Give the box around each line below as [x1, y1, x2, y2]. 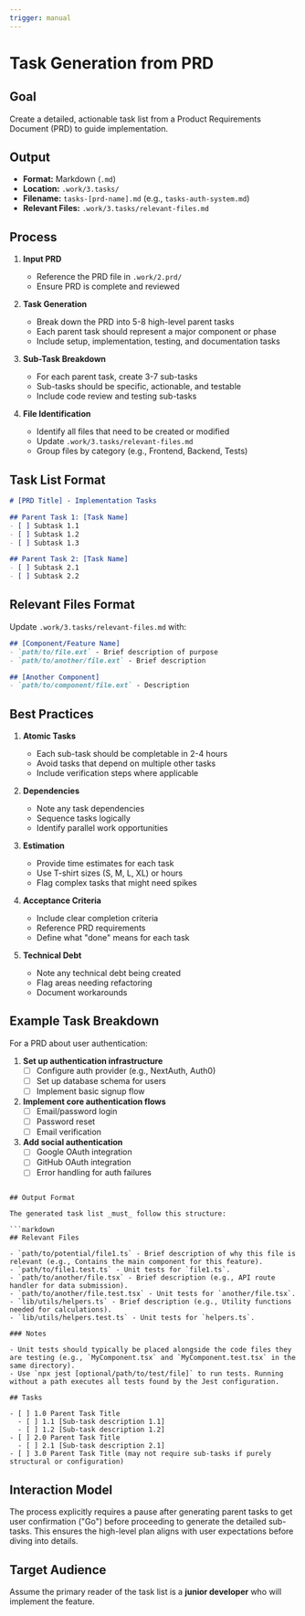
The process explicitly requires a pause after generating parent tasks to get [9, 1506, 293, 1517]
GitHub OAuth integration [36, 1157, 131, 1168]
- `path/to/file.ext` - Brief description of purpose [9, 647, 219, 656]
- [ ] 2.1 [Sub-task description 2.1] [17, 1441, 166, 1451]
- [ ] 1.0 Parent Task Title [9, 1409, 121, 1419]
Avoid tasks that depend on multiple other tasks [36, 758, 216, 769]
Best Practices [9, 706, 94, 722]
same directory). [9, 1361, 76, 1371]
